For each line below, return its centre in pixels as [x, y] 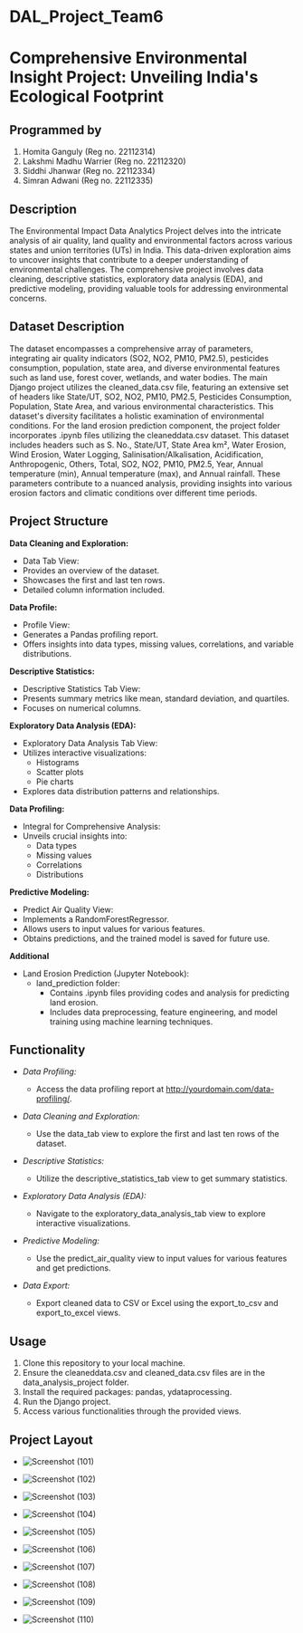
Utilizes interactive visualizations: [85, 753]
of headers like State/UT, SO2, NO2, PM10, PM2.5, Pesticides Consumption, [151, 397]
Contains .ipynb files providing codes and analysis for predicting [169, 993]
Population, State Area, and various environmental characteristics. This [142, 406]
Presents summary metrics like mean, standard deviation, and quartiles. [156, 698]
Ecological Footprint [87, 96]
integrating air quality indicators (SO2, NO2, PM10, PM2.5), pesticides [139, 358]
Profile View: [46, 624]
